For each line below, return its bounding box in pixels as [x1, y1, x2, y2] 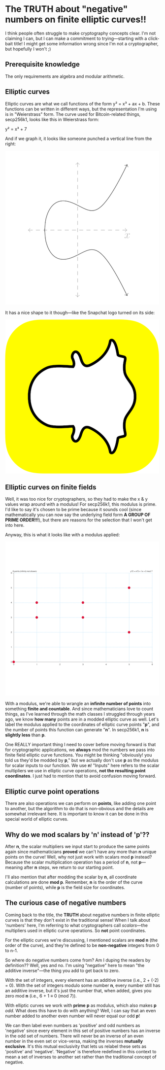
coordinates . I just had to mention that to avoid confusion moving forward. [5, 773, 157, 779]
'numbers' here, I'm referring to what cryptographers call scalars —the [5, 922, 148, 928]
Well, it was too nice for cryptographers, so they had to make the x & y [5, 496, 148, 502]
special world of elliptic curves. [5, 816, 68, 822]
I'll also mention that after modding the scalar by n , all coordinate [5, 874, 137, 880]
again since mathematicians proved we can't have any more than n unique [5, 849, 157, 855]
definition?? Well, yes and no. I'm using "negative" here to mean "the [5, 962, 145, 968]
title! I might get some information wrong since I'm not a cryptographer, [14, 40, 159, 46]
